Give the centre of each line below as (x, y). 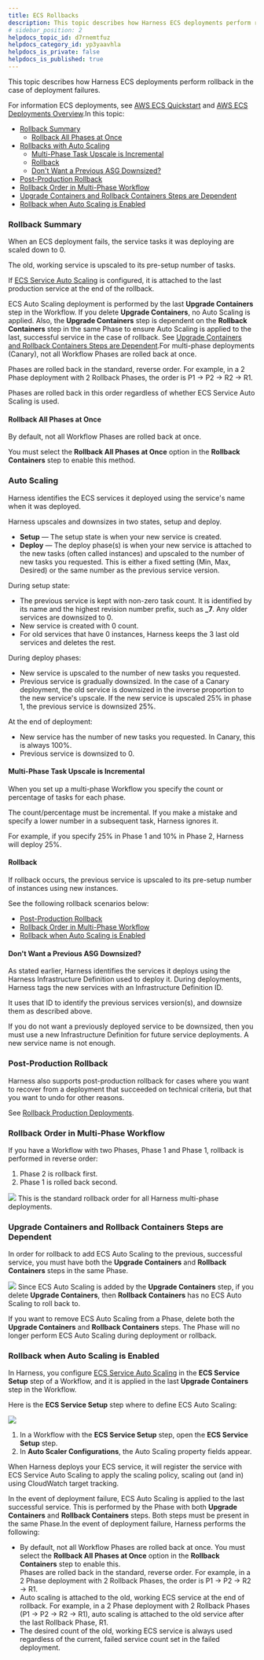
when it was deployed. (44, 506)
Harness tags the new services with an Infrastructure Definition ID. (116, 988)
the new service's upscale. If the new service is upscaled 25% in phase (136, 697)
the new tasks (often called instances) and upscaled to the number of (132, 553)
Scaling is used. (34, 401)
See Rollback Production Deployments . (71, 1113)
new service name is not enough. (62, 1043)
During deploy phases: (45, 657)
